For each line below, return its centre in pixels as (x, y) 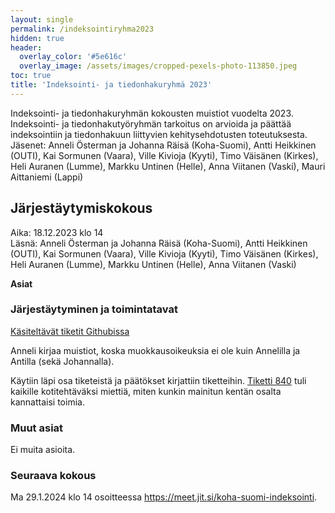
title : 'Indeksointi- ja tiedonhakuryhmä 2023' (111, 85)
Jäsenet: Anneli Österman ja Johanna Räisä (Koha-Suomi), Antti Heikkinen (163, 145)
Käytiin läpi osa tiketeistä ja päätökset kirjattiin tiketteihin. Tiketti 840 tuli (158, 380)
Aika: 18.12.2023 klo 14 (57, 232)
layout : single (42, 19)
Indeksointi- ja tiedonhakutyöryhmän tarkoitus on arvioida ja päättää (151, 123)
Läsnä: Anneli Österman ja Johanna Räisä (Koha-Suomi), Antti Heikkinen (159, 243)
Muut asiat (37, 428)
